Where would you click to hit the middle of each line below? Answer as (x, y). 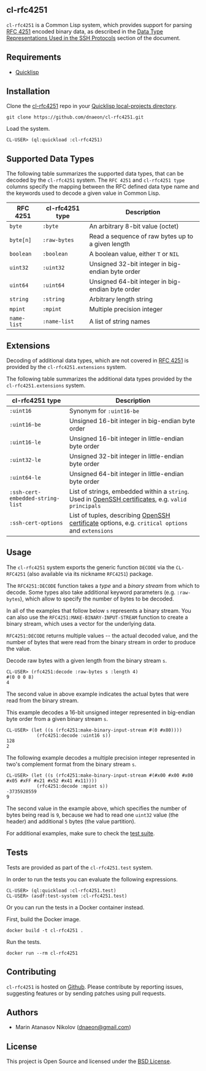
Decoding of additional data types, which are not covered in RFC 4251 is (97, 360)
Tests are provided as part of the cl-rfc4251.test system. (80, 867)
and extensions (91, 531)
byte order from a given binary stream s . (57, 719)
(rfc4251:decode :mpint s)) (72, 786)
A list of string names (120, 322)
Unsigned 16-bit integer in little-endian (127, 438)
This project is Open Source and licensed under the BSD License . (89, 1061)
